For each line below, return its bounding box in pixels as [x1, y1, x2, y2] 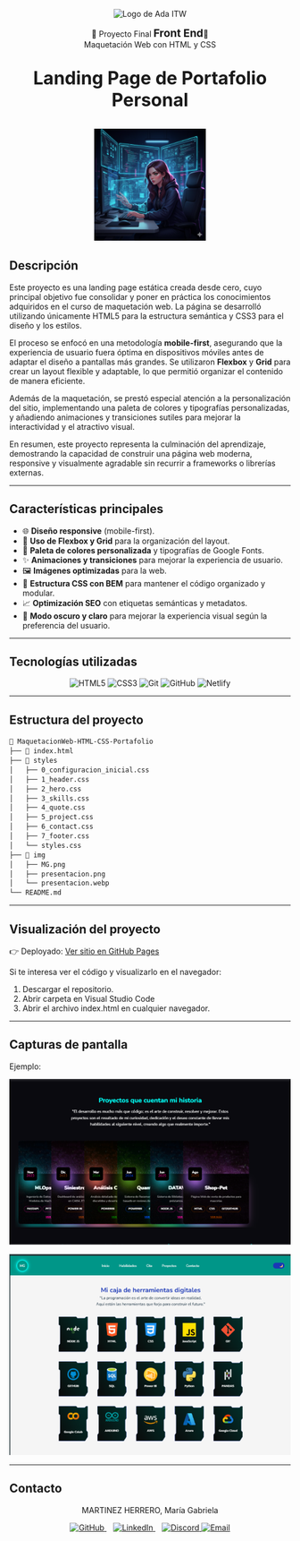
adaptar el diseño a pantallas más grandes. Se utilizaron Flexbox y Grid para [9, 356, 291, 367]
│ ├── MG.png [9, 860, 66, 869]
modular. [21, 587, 55, 598]
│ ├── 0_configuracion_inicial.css [9, 766, 150, 775]
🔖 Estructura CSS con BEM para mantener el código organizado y [21, 578, 266, 588]
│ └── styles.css [9, 841, 82, 850]
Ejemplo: [9, 1061, 42, 1072]
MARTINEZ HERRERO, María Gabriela [81, 1504, 219, 1515]
